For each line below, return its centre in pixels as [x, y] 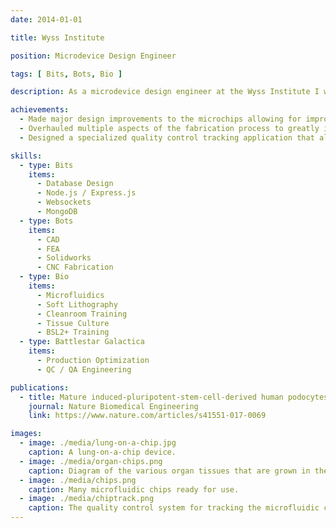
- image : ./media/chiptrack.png [87, 499]
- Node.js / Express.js [86, 193]
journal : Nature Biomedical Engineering [113, 406]
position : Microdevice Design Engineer [93, 56]
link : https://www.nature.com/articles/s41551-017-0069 [147, 416]
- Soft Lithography [77, 304]
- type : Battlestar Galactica [82, 342]
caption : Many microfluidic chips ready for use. [134, 489]
